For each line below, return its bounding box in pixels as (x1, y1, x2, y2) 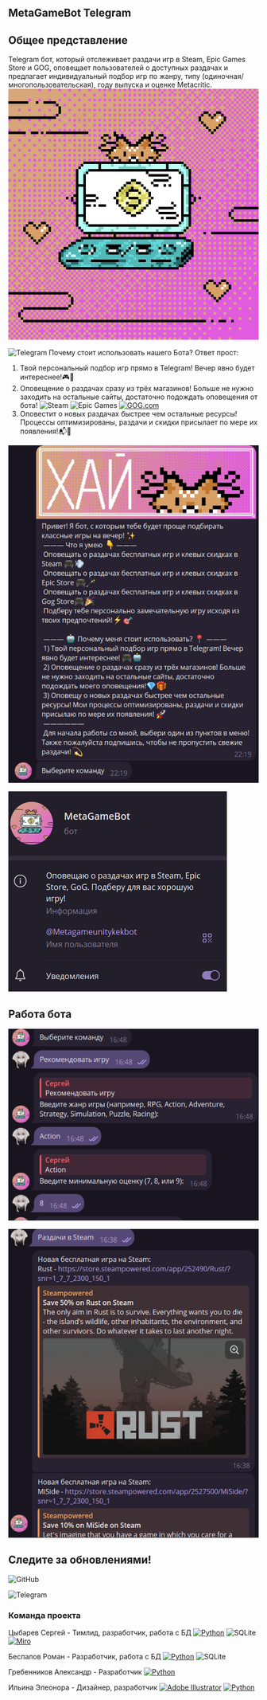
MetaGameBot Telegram (8, 6, 132, 20)
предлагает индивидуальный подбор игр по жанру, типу (8, 72, 201, 81)
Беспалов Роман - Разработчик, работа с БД (8, 1652, 161, 1662)
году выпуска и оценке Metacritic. (97, 80, 213, 90)
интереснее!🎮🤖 (19, 372, 75, 382)
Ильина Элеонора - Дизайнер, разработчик (8, 1682, 158, 1692)
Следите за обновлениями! (8, 1553, 152, 1567)
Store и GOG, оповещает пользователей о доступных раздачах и (8, 63, 229, 72)
